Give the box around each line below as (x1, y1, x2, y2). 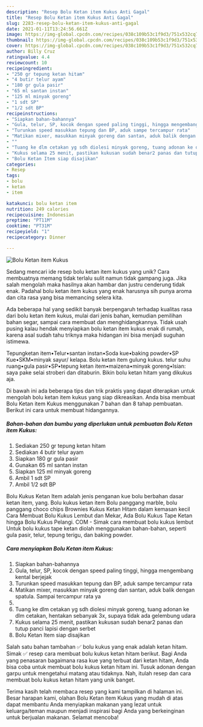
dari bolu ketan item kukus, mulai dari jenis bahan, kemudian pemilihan (6, 312, 182, 319)
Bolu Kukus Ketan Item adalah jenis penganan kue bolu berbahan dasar (6, 492, 184, 499)
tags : (6, 172, 20, 179)
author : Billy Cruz (6, 49, 56, 55)
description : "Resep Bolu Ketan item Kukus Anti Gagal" (6, 8, 150, 15)
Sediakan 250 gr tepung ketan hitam (14, 442, 106, 449)
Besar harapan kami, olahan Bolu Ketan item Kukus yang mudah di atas (6, 694, 183, 702)
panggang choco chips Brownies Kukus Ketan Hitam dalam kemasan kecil (6, 505, 190, 513)
